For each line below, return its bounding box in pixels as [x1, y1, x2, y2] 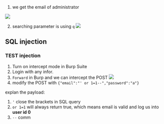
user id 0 [12, 109, 31, 115]
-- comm [12, 114, 31, 120]
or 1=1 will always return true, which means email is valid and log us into [12, 104, 159, 110]
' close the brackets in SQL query [12, 99, 81, 104]
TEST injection [5, 52, 41, 59]
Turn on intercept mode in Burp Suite [12, 63, 87, 69]
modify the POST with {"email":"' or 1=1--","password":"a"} [12, 79, 139, 85]
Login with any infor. [12, 69, 54, 74]
